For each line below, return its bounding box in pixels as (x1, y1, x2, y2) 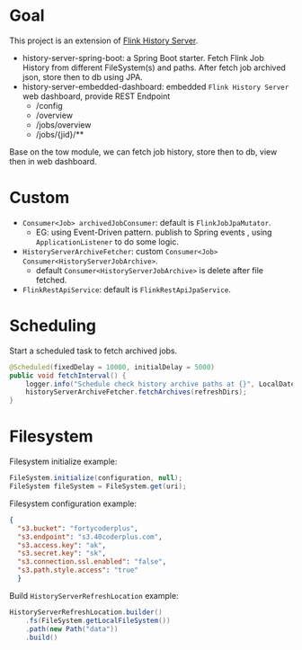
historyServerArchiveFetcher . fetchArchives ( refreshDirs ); (25, 387, 247, 396)
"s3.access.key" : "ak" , (17, 540, 106, 549)
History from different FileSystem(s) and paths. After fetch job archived (22, 62, 286, 73)
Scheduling (9, 316, 97, 336)
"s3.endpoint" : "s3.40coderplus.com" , (17, 532, 164, 541)
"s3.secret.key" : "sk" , (17, 549, 106, 558)
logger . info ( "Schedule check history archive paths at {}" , (25, 379, 255, 388)
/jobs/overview (35, 119, 92, 130)
